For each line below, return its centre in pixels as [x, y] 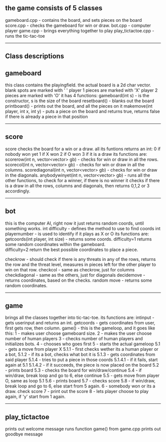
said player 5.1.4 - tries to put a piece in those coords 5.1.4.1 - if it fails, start [82, 360]
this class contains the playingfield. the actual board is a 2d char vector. [78, 85]
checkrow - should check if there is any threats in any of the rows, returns [81, 259]
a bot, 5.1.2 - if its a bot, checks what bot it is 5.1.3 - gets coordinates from [80, 355]
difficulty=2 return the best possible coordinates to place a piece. [72, 250]
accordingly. [18, 191]
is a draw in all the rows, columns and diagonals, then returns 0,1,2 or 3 [77, 186]
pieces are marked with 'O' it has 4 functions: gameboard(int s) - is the [77, 96]
